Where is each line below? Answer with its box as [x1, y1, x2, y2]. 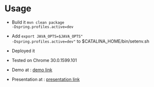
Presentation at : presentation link [11, 76, 80, 82]
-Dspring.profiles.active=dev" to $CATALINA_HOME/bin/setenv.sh [11, 38, 150, 44]
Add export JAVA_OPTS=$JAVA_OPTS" [11, 33, 83, 39]
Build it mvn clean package [11, 19, 65, 25]
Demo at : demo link [11, 67, 52, 73]
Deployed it [11, 48, 35, 54]
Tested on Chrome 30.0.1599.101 [11, 57, 77, 63]
